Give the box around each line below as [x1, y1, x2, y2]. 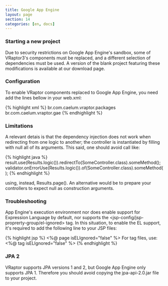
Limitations [5, 122, 34, 129]
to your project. [5, 275, 37, 281]
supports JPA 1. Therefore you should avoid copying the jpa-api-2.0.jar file [5, 269, 159, 275]
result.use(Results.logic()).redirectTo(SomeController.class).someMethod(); [5, 159, 161, 166]
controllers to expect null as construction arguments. [5, 185, 114, 192]
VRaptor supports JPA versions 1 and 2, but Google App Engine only [5, 264, 146, 270]
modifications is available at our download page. [5, 65, 105, 71]
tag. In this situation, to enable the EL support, [66, 220, 161, 226]
